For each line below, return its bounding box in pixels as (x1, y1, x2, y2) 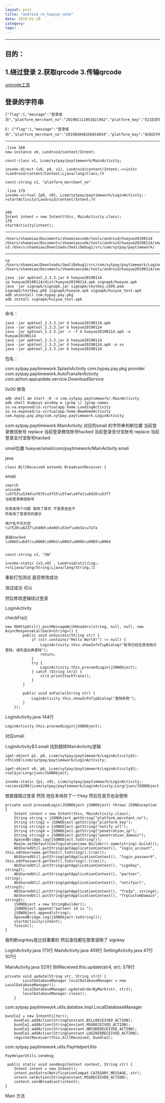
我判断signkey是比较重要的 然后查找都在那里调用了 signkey (5, 937, 125, 943)
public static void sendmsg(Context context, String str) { (7, 1062, 133, 1067)
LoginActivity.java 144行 (5, 714, 54, 720)
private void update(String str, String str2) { (5, 974, 107, 979)
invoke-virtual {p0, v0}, (5, 193, 58, 198)
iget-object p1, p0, (5, 754, 48, 758)
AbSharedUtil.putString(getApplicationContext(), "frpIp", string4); (14, 889, 160, 894)
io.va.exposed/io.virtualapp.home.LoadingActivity (5, 405, 111, 410)
